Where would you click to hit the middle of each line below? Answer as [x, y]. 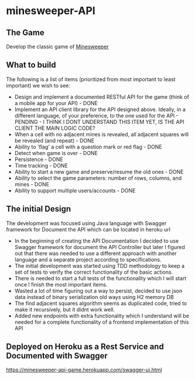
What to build [31, 65]
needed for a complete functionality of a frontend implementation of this [102, 322]
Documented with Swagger [57, 356]
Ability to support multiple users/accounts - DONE [75, 190]
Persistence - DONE [39, 159]
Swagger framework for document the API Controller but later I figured [100, 247]
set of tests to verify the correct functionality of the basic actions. [94, 272]
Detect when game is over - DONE [56, 153]
